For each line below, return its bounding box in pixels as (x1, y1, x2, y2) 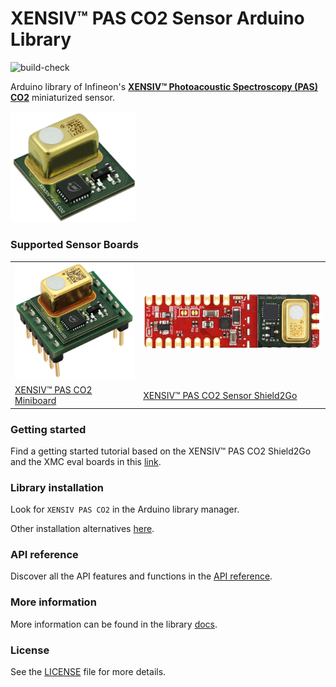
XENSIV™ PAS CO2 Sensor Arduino (10, 7, 305, 30)
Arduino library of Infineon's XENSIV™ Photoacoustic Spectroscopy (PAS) (10, 80, 318, 92)
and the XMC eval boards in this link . (10, 455, 162, 467)
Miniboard (14, 395, 57, 407)
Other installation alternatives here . (10, 523, 155, 535)
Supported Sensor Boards (10, 238, 139, 252)
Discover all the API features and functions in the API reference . (10, 570, 273, 582)
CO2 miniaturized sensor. (10, 91, 115, 103)
